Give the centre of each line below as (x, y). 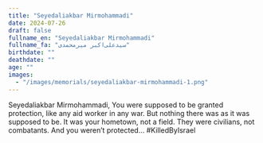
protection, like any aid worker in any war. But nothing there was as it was (129, 113)
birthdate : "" (32, 52)
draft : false (30, 30)
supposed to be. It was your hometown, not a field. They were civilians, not (131, 122)
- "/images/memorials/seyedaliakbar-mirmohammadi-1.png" (112, 82)
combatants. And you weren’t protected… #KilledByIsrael (102, 130)
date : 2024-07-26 (37, 23)
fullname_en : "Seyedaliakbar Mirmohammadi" (82, 38)
